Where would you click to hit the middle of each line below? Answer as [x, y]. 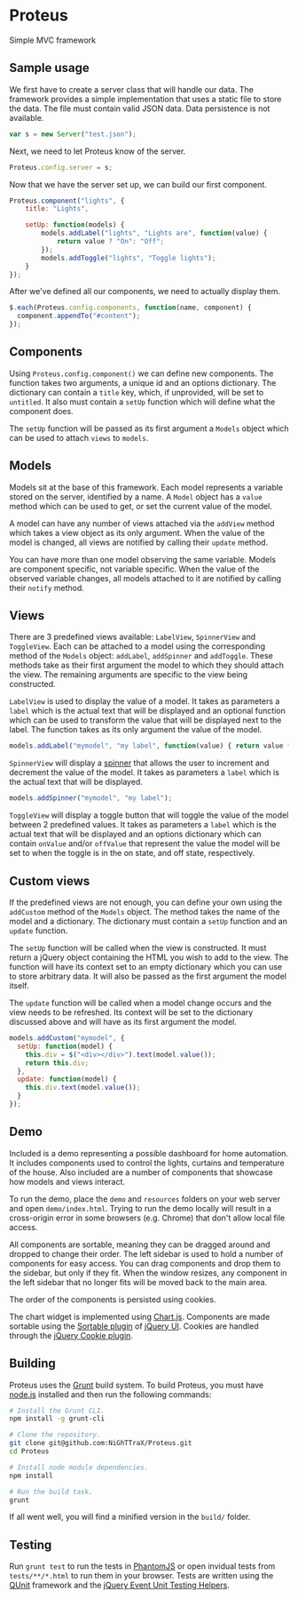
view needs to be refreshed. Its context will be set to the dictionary [131, 1012]
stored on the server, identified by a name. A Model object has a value [136, 496]
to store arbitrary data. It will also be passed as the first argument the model [148, 976]
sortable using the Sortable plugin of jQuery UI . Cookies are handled [134, 1326]
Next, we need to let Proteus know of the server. [98, 151]
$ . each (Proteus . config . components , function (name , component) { [130, 308]
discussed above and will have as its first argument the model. [123, 1022]
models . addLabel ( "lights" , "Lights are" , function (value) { [154, 233]
